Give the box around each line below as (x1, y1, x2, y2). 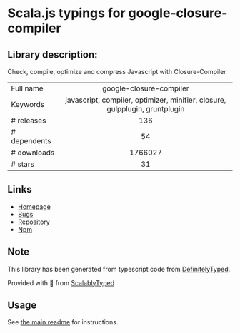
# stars (11, 159, 34, 169)
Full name (11, 83, 44, 93)
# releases (11, 116, 46, 125)
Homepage (17, 202, 51, 211)
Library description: (7, 48, 98, 61)
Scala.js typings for (7, 5, 126, 21)
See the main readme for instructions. (7, 318, 119, 327)
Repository (17, 217, 50, 226)
